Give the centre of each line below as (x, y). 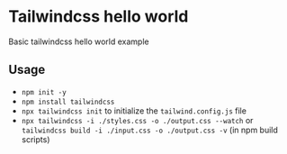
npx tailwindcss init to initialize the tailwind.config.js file (134, 111)
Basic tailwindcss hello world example (79, 41)
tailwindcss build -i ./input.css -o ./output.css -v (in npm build (149, 130)
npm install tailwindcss (68, 102)
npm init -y (44, 92)
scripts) (36, 139)
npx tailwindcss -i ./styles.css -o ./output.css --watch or (137, 120)
